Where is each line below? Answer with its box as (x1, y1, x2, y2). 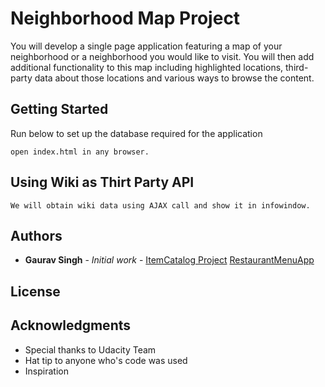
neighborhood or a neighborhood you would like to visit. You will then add (10, 50, 315, 62)
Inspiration (24, 365, 69, 377)
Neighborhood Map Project (10, 7, 241, 30)
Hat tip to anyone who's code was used (24, 354, 188, 366)
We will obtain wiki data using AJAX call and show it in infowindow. (10, 200, 311, 211)
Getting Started (10, 101, 109, 118)
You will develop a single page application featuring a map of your (10, 40, 283, 52)
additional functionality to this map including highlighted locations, (10, 61, 284, 73)
